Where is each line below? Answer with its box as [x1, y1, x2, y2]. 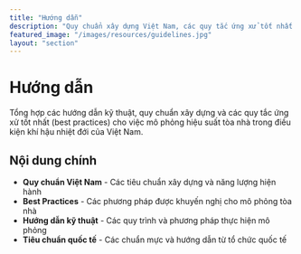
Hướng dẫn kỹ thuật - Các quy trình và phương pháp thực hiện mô [22, 215, 271, 226]
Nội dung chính [9, 153, 98, 168]
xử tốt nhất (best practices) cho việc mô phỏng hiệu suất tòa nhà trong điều [9, 117, 292, 127]
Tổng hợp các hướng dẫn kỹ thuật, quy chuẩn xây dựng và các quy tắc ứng [9, 108, 289, 118]
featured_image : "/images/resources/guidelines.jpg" [9, 30, 212, 39]
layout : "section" [9, 38, 79, 48]
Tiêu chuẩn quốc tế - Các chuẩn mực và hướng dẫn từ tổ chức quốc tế [22, 234, 287, 245]
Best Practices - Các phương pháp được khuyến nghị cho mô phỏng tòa [22, 196, 292, 206]
